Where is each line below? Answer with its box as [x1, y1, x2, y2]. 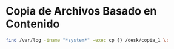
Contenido [5, 17, 60, 31]
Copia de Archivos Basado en [5, 4, 157, 18]
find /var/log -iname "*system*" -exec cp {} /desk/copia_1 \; [5, 37, 169, 43]
